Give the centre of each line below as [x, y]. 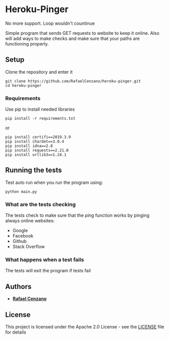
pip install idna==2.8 [29, 146]
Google [20, 230]
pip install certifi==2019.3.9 [38, 137]
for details [16, 332]
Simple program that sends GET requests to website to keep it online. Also [82, 33]
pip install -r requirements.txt [40, 119]
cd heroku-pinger [23, 85]
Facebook [23, 236]
